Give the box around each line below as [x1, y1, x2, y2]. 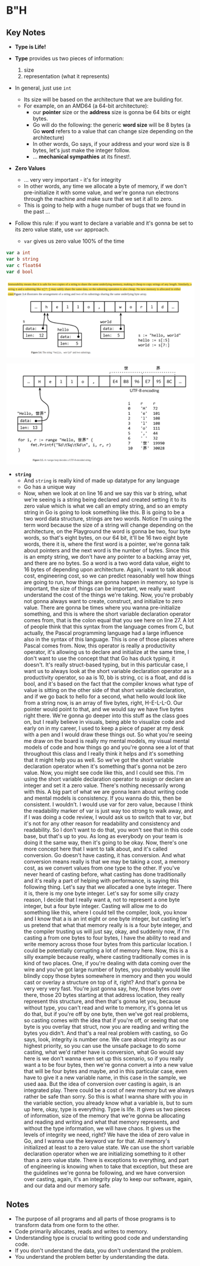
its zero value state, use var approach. [14, 226, 109, 233]
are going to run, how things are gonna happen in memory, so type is [23, 579, 194, 586]
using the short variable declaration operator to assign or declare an [23, 775, 192, 783]
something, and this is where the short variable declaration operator [23, 610, 191, 617]
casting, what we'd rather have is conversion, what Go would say [23, 1048, 184, 1056]
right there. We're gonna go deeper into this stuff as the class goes [23, 712, 189, 719]
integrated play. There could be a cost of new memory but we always [23, 1087, 195, 1094]
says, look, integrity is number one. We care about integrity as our [23, 1036, 186, 1043]
